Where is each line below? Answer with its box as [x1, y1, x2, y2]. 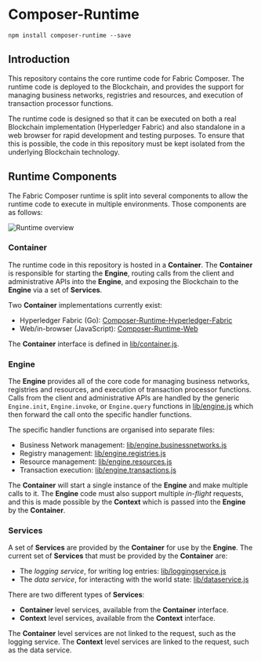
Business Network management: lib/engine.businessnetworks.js [19, 440, 227, 450]
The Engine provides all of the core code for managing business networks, [8, 377, 250, 386]
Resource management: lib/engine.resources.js [19, 457, 172, 466]
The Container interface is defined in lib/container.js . [8, 339, 179, 349]
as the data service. [8, 645, 72, 655]
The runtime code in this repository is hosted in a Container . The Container [8, 260, 253, 269]
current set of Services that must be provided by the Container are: [8, 551, 228, 561]
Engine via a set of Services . [8, 285, 103, 294]
